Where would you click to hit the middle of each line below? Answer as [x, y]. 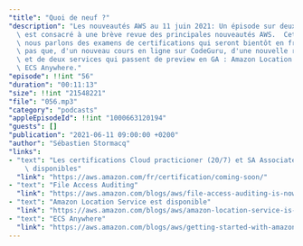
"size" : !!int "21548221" [57, 93]
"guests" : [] [33, 127]
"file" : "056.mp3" [43, 101]
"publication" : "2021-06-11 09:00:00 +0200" [94, 135]
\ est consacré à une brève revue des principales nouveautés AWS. [147, 34]
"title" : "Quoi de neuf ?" [59, 18]
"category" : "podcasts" [53, 110]
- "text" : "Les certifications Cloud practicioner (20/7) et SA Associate [152, 160]
